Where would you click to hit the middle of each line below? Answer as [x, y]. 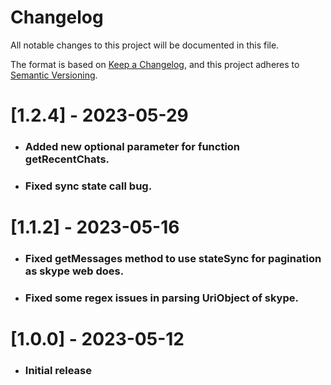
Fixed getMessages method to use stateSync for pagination [173, 259]
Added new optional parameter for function [132, 147]
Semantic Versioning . [54, 75]
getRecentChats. [67, 159]
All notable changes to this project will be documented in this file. [145, 45]
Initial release [58, 371]
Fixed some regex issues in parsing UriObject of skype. [161, 298]
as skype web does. [74, 271]
